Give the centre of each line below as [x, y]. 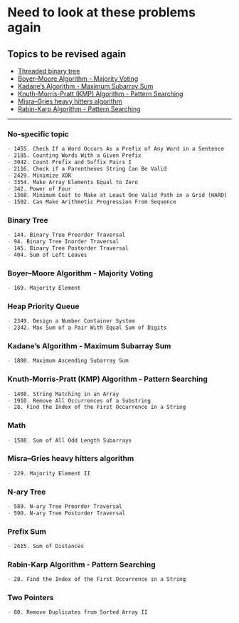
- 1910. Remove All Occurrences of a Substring [79, 400]
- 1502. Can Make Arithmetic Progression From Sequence [92, 202]
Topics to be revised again [67, 54]
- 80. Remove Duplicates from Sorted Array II [78, 612]
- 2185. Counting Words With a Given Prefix [74, 156]
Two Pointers [31, 597]
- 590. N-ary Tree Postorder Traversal [67, 513]
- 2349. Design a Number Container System [71, 321]
